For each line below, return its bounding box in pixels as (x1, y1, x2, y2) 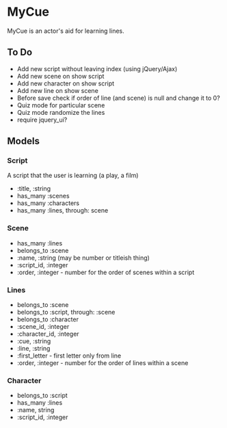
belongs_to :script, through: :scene (16, 308, 116, 317)
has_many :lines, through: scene (16, 206, 109, 215)
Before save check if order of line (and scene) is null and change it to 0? (16, 94, 220, 102)
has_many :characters (16, 199, 80, 207)
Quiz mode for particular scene (16, 101, 105, 109)
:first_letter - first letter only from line (16, 351, 122, 360)
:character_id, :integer (16, 330, 80, 338)
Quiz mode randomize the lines (16, 108, 105, 116)
